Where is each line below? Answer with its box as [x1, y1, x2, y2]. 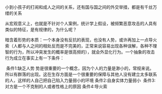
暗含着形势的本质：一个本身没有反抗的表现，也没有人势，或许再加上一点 [5, 37, 148, 43]
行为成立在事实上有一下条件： [5, 55, 64, 61]
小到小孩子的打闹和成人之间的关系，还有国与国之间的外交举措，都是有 [5, 4, 145, 10]
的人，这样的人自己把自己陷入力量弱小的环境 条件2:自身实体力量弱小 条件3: [5, 78, 156, 83]
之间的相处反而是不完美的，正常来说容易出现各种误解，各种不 [30, 43, 153, 48]
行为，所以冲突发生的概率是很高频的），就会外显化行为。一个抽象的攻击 [13, 49, 155, 55]
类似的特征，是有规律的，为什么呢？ [5, 27, 77, 32]
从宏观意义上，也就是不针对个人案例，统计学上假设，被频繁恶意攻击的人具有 [5, 21, 157, 26]
